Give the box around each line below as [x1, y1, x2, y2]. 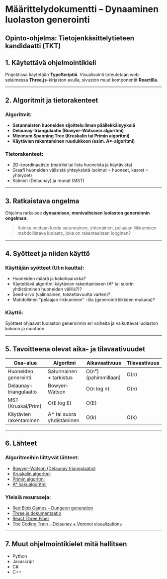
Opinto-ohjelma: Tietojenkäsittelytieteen [5, 34, 135, 42]
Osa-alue [13, 359, 37, 366]
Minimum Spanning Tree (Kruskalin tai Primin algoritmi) [12, 133, 130, 139]
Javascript [12, 558, 34, 564]
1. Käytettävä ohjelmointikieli [5, 58, 96, 67]
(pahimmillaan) [86, 374, 121, 381]
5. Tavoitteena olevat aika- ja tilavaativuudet [5, 345, 146, 353]
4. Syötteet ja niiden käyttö [5, 249, 90, 258]
